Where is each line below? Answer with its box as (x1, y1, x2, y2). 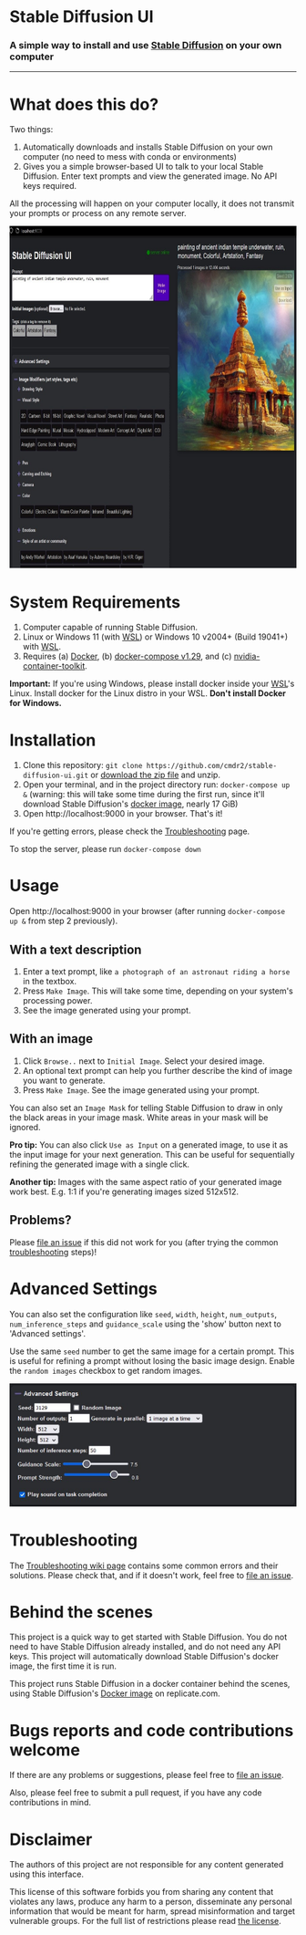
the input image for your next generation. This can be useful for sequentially (9, 1149, 295, 1160)
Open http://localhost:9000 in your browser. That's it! (22, 808, 223, 819)
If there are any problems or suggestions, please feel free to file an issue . (9, 1770, 284, 1781)
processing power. (22, 995, 93, 1006)
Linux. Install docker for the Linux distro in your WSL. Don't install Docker (9, 688, 287, 699)
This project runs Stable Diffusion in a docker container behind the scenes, (9, 1679, 291, 1690)
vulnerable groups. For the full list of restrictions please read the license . (9, 1916, 282, 1927)
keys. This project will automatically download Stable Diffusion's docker (9, 1651, 280, 1662)
